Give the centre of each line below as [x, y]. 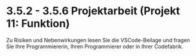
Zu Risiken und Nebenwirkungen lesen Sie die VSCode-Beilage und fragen [98, 40]
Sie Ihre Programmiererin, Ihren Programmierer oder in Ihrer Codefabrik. [95, 46]
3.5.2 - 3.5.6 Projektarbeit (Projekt [93, 11]
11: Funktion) [38, 24]
